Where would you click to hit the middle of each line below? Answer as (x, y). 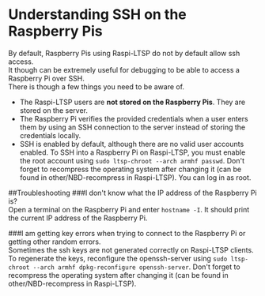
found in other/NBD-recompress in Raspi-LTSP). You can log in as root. (135, 177)
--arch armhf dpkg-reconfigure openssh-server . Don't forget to (136, 267)
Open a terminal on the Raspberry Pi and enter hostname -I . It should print (129, 209)
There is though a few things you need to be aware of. (96, 86)
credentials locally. (50, 135)
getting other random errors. (55, 242)
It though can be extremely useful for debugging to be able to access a (124, 69)
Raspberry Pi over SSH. (47, 78)
